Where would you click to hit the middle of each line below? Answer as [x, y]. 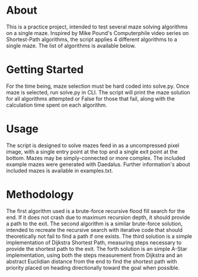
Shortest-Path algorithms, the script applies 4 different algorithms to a [92, 39]
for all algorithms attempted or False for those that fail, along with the [90, 98]
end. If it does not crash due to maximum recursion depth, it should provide [98, 217]
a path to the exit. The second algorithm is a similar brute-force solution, [94, 224]
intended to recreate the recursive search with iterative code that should [94, 230]
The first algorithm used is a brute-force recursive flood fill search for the [96, 211]
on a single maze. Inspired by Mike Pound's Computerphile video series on [98, 33]
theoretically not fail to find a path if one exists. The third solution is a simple [99, 236]
